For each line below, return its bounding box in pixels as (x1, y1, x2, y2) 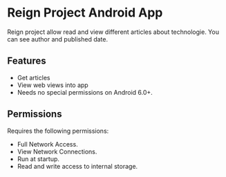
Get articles (17, 73, 50, 82)
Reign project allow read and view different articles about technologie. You (7, 28, 220, 36)
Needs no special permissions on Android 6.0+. (17, 88, 153, 96)
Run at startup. (17, 154, 60, 163)
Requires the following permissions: (7, 127, 109, 135)
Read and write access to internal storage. (17, 162, 138, 170)
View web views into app (17, 81, 88, 89)
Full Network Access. (17, 140, 78, 148)
